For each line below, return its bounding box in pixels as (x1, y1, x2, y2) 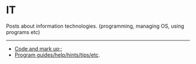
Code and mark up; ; (14, 45, 63, 52)
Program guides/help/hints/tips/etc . (14, 51, 100, 58)
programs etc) (6, 28, 40, 35)
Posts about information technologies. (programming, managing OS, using (6, 22, 185, 29)
